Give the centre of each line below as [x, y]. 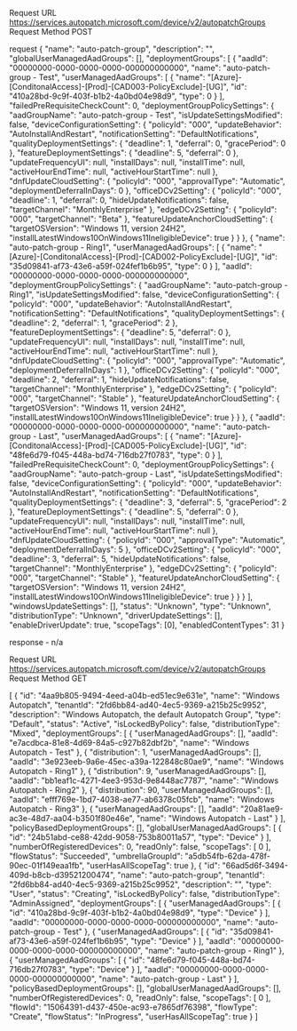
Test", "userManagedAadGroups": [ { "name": [122, 77]
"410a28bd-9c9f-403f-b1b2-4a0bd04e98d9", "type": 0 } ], [117, 96]
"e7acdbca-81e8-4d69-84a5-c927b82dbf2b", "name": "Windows [129, 743]
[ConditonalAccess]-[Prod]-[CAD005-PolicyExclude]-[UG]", [119, 445]
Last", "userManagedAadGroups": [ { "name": [122, 436]
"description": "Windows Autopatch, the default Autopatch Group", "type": [145, 714]
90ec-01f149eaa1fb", [47, 865]
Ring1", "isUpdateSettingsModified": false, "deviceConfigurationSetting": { [145, 294]
